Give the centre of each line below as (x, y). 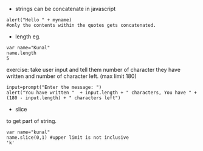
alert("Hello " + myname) (39, 20)
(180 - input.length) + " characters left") (64, 98)
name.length (21, 53)
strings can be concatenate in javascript (65, 9)
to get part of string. (31, 121)
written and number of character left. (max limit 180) (71, 76)
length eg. (28, 37)
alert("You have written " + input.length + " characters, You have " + (102, 93)
